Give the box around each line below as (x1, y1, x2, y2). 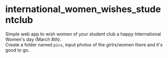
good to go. (5, 47, 30, 53)
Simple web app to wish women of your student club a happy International (5, 31, 161, 37)
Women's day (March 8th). (5, 36, 62, 42)
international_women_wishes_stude (5, 4, 161, 15)
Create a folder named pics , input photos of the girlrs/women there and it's (5, 41, 163, 47)
